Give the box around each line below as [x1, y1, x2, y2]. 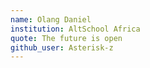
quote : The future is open [10, 33, 123, 43]
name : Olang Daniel [10, 14, 92, 25]
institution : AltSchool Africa [10, 24, 141, 34]
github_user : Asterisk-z [10, 42, 114, 53]
